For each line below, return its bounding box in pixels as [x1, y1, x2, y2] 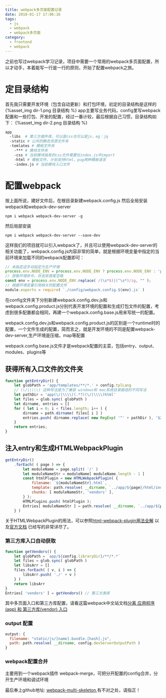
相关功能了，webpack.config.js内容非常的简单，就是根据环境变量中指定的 [5, 248, 155, 254]
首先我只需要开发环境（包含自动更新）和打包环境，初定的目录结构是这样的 [5, 101, 157, 107]
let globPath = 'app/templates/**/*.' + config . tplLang [14, 383, 132, 388]
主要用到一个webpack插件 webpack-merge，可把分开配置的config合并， [5, 670, 154, 676]
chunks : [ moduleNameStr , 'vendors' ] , [31, 490, 114, 495]
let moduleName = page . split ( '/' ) [23, 466, 98, 471]
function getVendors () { [5, 549, 56, 554]
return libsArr [14, 581, 45, 586]
